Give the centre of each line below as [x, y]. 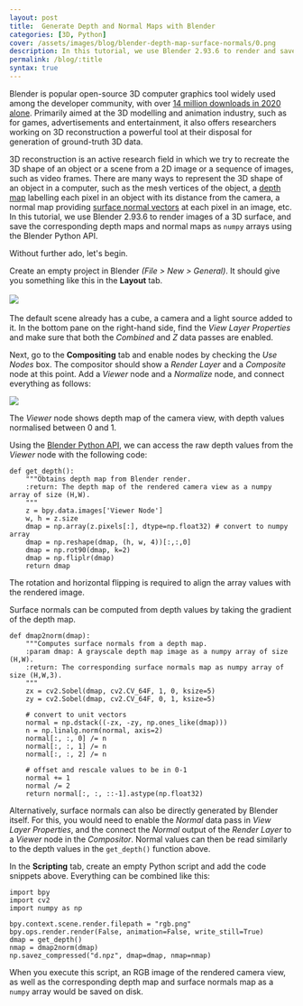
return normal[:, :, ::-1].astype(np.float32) [115, 794]
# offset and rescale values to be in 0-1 [106, 770]
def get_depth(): [42, 471]
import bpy [30, 892]
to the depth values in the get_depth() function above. [110, 848]
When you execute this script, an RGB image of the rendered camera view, [148, 972]
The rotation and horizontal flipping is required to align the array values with [150, 582]
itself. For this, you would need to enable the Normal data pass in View [140, 820]
